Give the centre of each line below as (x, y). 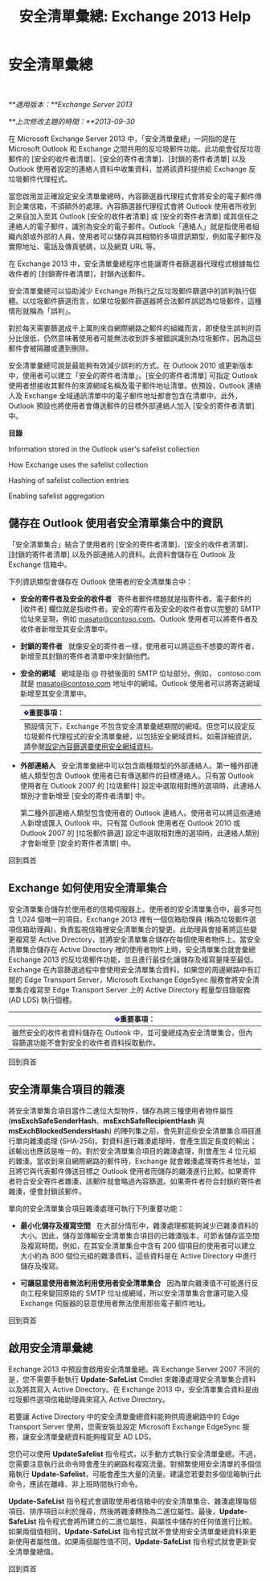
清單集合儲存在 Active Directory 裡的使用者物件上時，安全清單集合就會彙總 (132, 949)
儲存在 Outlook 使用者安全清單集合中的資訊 (116, 524)
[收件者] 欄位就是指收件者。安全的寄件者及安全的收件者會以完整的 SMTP (140, 609)
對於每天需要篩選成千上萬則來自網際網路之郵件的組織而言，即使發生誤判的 (131, 328)
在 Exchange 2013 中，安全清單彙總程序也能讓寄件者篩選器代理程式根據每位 (134, 264)
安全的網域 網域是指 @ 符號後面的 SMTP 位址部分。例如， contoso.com (140, 673)
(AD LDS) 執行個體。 (42, 1000)
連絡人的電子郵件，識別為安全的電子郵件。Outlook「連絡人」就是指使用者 (131, 226)
